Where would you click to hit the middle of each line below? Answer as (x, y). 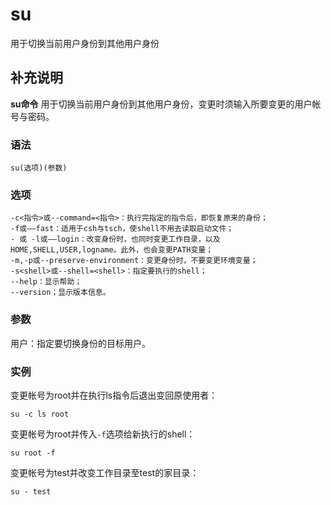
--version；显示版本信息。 (60, 293)
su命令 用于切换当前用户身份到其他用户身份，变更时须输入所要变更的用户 (161, 104)
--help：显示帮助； (46, 282)
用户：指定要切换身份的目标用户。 (80, 343)
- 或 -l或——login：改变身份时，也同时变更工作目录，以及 (115, 239)
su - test (31, 491)
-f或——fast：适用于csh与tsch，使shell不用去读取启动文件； (122, 229)
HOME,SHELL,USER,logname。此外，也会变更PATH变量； (112, 250)
